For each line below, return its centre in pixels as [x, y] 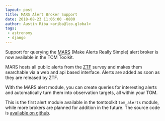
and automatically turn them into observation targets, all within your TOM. [81, 92]
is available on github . [28, 112]
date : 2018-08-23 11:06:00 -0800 [40, 19]
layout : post [19, 10]
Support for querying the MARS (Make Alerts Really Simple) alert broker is [82, 52]
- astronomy [20, 33]
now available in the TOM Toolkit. [40, 57]
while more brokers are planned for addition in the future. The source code [82, 107]
